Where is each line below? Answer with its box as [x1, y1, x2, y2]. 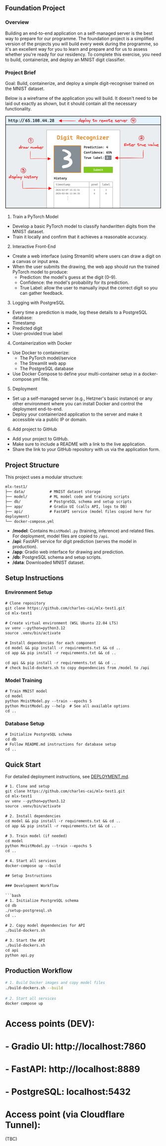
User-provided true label [12, 331, 63, 337]
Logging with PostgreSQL [12, 300, 65, 306]
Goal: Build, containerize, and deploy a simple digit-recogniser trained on [5, 80, 155, 86]
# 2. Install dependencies [5, 814, 61, 819]
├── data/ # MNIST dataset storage [5, 489, 101, 494]
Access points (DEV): [5, 1018, 95, 1029]
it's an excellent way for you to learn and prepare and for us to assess [5, 46, 148, 52]
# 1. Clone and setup [5, 784, 50, 789]
